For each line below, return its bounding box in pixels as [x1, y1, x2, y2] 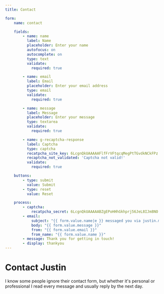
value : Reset [26, 191, 54, 196]
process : [14, 200, 32, 205]
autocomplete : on [26, 52, 62, 57]
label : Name [26, 39, 51, 43]
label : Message [26, 110, 58, 115]
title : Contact [5, 7, 36, 12]
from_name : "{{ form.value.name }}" [31, 232, 106, 237]
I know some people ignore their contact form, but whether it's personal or [5, 278, 155, 284]
